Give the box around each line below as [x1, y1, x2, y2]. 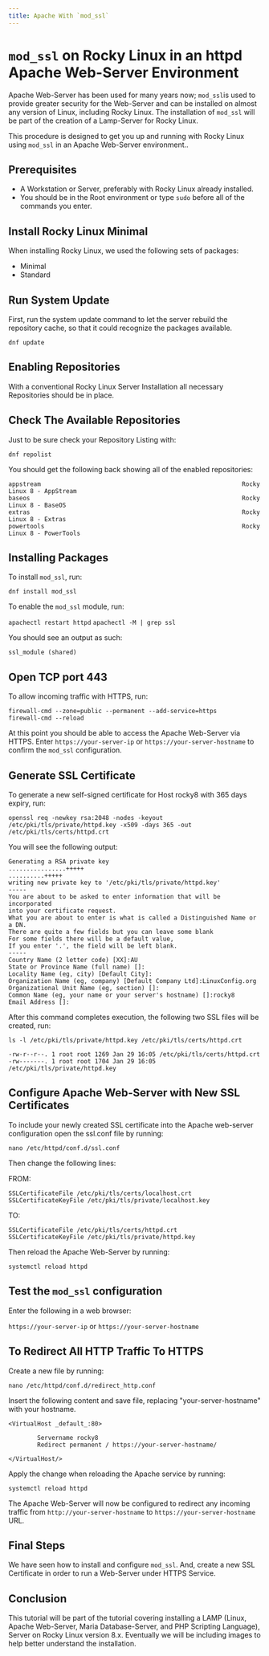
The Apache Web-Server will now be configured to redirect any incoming [8, 1499, 251, 1508]
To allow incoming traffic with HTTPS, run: [8, 691, 149, 701]
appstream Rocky [8, 479, 261, 488]
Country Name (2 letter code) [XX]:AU [8, 956, 138, 965]
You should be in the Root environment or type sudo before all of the [19, 193, 245, 202]
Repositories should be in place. [8, 390, 115, 400]
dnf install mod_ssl [8, 588, 78, 596]
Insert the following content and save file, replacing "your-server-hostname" [8, 1395, 261, 1405]
